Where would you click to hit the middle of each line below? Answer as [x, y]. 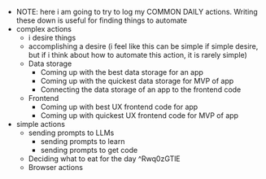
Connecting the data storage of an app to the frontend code [141, 89]
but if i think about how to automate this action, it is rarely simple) [138, 55]
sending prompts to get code [89, 150]
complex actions [44, 29]
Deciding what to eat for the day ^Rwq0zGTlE [104, 159]
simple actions [40, 124]
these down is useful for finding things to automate [101, 20]
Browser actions [56, 167]
